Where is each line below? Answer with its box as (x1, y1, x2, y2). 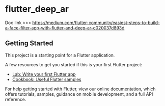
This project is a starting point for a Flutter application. (5, 52, 115, 58)
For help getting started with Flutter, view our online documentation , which (5, 86, 156, 92)
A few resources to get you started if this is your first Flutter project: (5, 61, 142, 67)
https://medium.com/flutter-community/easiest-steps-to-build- (32, 20, 160, 26)
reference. (5, 96, 26, 102)
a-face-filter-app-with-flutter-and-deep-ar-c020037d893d (5, 25, 125, 30)
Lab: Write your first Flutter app (12, 71, 76, 77)
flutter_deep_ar (5, 3, 69, 15)
